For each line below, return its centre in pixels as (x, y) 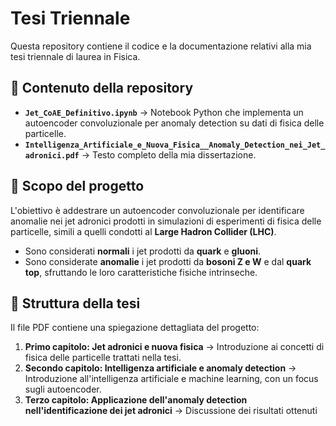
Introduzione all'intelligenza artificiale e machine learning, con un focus (171, 379)
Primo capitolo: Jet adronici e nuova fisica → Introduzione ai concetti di (174, 347)
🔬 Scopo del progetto (77, 186)
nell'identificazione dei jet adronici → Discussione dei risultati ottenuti (171, 411)
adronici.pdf (52, 155)
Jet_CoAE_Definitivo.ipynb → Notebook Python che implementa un (164, 112)
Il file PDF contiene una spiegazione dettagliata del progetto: (135, 328)
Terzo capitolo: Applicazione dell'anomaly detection (136, 400)
